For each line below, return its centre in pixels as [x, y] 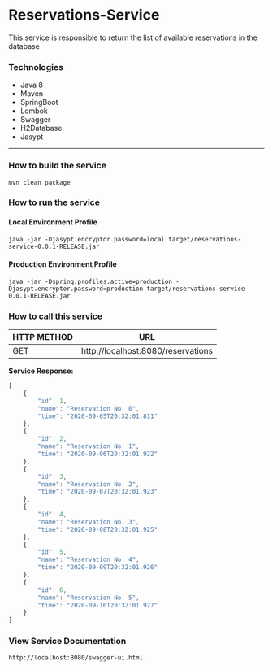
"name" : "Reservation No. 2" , [89, 484]
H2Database [41, 128]
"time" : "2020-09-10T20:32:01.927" [98, 605]
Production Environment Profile [63, 264]
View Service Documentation [67, 642]
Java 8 [31, 85]
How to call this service [56, 316]
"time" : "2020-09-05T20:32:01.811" [98, 416]
